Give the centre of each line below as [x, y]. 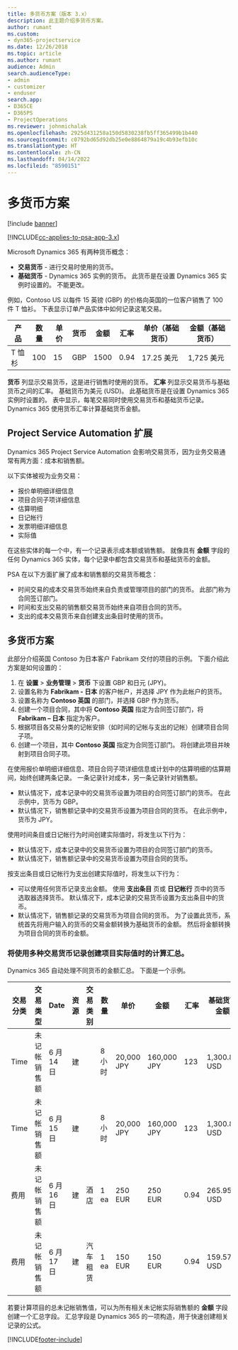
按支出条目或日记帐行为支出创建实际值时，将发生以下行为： [94, 874]
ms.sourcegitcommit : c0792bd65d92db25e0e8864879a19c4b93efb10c [103, 139]
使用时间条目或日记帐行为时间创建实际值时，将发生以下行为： [97, 835]
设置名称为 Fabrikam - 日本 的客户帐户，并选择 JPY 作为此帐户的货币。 [121, 692]
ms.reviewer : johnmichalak [47, 126]
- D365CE [20, 107]
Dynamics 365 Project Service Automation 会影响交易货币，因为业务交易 [113, 451]
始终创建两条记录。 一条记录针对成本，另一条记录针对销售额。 [110, 778]
